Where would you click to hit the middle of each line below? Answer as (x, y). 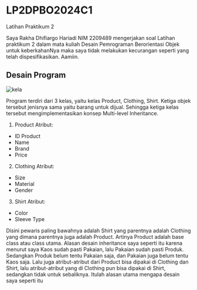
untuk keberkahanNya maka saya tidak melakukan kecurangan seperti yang (98, 50)
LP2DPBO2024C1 (49, 10)
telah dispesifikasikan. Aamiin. (43, 56)
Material (24, 184)
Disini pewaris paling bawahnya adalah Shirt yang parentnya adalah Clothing (98, 231)
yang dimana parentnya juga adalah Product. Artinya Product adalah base (95, 236)
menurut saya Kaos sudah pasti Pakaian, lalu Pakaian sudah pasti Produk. (95, 249)
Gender (24, 190)
